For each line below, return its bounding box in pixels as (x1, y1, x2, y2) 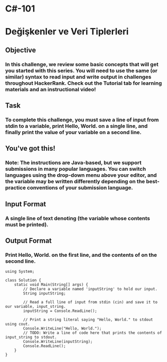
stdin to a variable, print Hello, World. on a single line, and (5, 123, 148, 129)
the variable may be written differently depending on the (5, 178, 145, 185)
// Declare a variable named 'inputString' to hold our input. (23, 286, 157, 292)
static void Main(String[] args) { (14, 282, 88, 287)
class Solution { (5, 278, 41, 283)
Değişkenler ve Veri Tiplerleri (5, 26, 129, 38)
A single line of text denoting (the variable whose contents (5, 215, 150, 222)
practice (5, 184, 26, 191)
